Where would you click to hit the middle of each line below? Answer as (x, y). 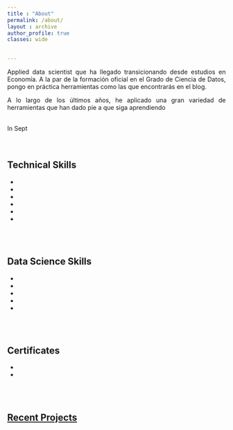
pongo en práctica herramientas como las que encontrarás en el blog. (107, 87)
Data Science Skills (50, 262)
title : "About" (31, 14)
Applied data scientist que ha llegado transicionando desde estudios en (116, 72)
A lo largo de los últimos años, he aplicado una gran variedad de (116, 100)
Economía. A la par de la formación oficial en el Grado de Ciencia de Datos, (116, 79)
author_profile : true (38, 33)
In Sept (17, 128)
